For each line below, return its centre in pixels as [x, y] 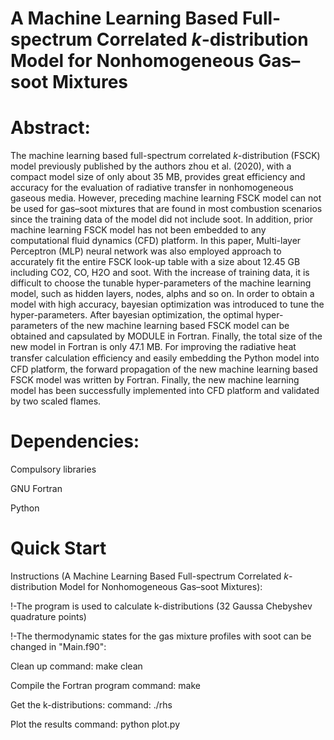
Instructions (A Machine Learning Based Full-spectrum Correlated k [149, 576]
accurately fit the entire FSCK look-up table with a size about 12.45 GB [155, 262]
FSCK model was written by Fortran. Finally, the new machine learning [155, 380]
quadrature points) [48, 616]
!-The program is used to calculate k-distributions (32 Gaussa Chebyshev [161, 606]
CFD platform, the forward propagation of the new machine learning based [164, 369]
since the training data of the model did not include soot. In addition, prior [162, 219]
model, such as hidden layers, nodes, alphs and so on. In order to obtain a [162, 294]
